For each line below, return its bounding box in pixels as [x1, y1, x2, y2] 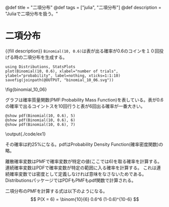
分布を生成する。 [31, 54, 67, 60]
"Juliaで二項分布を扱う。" [5, 11, 58, 17]
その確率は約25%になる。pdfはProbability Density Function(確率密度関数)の [5, 141, 163, 147]
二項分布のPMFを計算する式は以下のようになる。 [5, 188, 107, 194]
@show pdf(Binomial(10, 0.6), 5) [5, 113, 76, 118]
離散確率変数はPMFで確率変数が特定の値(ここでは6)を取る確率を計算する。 [5, 158, 162, 164]
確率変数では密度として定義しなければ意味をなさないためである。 [9, 171, 147, 177]
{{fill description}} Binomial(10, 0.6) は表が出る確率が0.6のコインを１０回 [5, 47, 159, 54]
